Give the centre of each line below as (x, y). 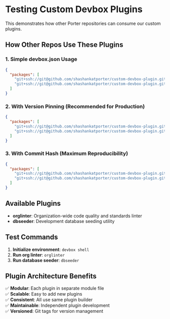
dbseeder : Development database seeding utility (63, 221)
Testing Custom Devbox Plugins (74, 9)
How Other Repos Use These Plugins (64, 45)
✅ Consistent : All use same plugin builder (49, 300)
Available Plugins (33, 203)
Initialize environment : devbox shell (51, 249)
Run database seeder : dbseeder (46, 260)
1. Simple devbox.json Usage (41, 59)
